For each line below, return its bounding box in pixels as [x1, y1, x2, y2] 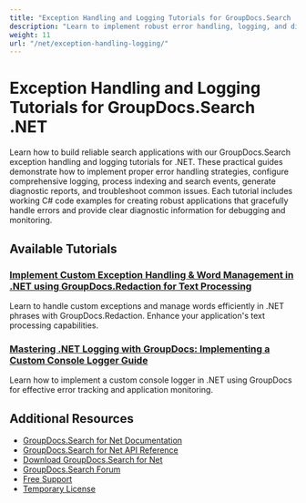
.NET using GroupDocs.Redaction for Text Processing [9, 280, 252, 293]
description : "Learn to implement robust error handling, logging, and [9, 22, 287, 31]
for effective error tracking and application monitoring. [9, 385, 214, 395]
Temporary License [22, 483, 96, 494]
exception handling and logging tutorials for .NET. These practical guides [9, 157, 284, 168]
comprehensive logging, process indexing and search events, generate [9, 176, 276, 187]
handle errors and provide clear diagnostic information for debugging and [9, 205, 286, 216]
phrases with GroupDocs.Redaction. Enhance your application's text [9, 310, 266, 321]
